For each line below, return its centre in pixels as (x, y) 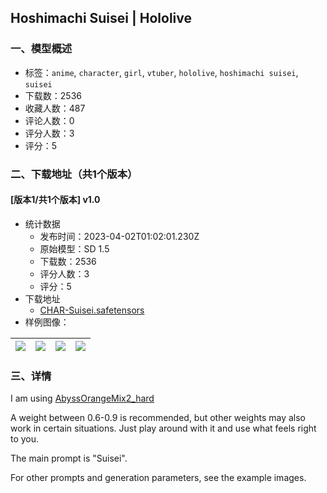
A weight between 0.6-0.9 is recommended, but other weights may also (158, 418)
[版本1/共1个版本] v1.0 (55, 200)
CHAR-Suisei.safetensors (92, 310)
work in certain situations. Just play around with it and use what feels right (163, 428)
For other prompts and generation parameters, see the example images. (158, 478)
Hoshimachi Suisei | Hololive (101, 18)
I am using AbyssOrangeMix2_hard (82, 398)
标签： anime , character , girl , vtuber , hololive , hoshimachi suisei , (161, 72)
